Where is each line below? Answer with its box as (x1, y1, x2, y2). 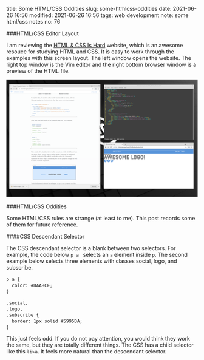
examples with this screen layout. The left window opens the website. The (6, 55, 191, 61)
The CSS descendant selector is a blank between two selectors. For (6, 245, 176, 252)
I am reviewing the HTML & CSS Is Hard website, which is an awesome (6, 42, 183, 49)
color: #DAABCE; (12, 282, 53, 289)
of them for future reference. (6, 221, 78, 228)
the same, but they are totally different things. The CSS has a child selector (6, 341, 194, 348)
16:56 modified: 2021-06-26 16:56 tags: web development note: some (14, 12, 189, 19)
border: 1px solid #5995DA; (12, 318, 83, 324)
